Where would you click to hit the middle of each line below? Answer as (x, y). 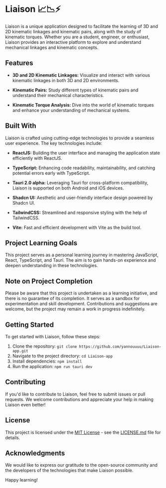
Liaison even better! (25, 404)
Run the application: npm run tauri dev (52, 366)
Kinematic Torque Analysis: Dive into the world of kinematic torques (83, 105)
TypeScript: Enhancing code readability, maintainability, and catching (84, 168)
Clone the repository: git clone (44, 346)
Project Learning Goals (41, 243)
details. (13, 437)
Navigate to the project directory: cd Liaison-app (62, 356)
